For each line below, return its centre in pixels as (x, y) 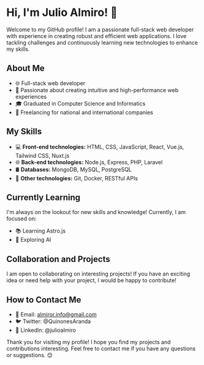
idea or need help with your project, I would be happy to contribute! (91, 280)
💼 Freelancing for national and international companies (84, 112)
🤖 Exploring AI (33, 240)
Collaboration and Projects (58, 259)
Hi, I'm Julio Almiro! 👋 (62, 13)
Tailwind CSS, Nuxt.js (42, 155)
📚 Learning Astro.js (40, 231)
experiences (31, 96)
